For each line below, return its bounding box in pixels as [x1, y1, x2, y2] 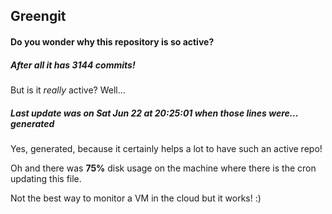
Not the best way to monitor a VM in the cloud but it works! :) [10, 192, 262, 204]
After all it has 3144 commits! [10, 59, 136, 71]
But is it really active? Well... [10, 84, 126, 96]
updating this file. [10, 172, 82, 184]
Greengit [10, 8, 67, 25]
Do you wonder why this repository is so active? [10, 35, 215, 48]
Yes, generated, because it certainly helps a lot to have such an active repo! [10, 142, 323, 154]
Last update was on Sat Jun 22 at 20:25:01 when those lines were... [10, 107, 299, 119]
